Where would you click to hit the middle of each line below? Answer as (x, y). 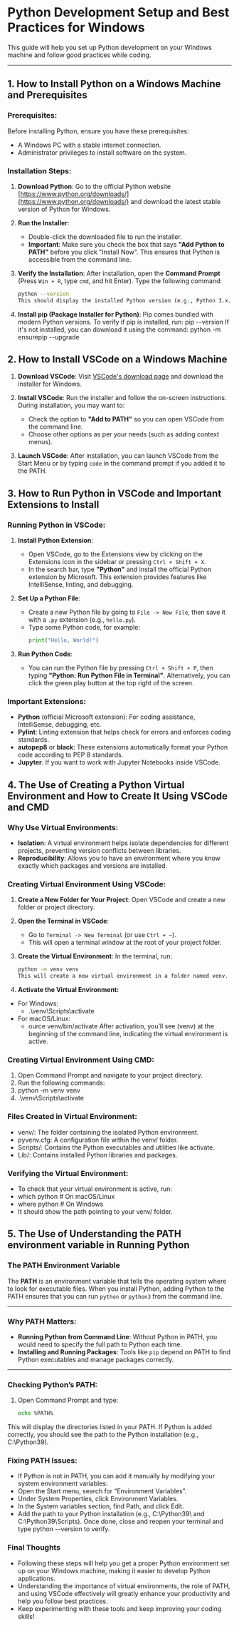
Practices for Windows (76, 27)
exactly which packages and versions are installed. (92, 866)
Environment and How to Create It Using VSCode (118, 796)
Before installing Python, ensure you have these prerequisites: (99, 131)
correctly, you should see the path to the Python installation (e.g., (103, 1435)
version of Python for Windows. (64, 209)
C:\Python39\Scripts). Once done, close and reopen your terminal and (121, 1522)
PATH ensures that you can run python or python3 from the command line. (115, 1296)
